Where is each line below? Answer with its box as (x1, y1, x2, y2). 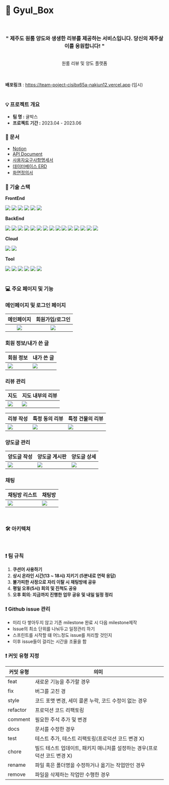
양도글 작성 (8, 453, 33, 460)
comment (8, 716, 30, 723)
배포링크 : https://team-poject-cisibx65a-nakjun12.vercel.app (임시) (5, 82, 143, 88)
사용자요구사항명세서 (12, 157, 54, 163)
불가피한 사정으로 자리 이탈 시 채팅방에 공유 (12, 579, 97, 585)
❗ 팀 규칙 (5, 552, 24, 559)
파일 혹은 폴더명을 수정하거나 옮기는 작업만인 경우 (35, 761, 145, 768)
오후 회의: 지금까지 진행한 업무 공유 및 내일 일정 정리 (12, 592, 113, 598)
